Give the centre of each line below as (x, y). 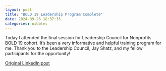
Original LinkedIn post (28, 63)
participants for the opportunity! (38, 54)
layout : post (19, 10)
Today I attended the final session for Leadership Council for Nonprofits (78, 38)
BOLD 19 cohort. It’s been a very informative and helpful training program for (83, 43)
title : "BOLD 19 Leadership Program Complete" (54, 14)
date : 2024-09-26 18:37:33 (33, 19)
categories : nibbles (27, 24)
